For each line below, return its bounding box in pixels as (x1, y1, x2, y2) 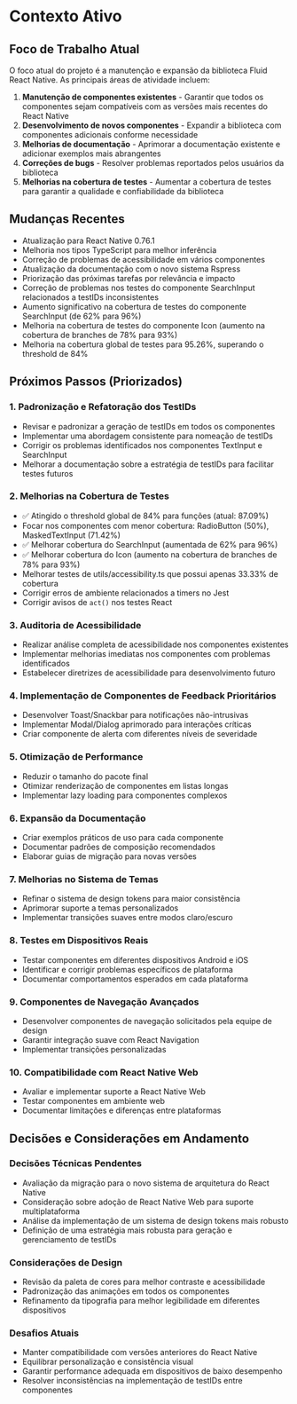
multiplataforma (21, 1205, 81, 1217)
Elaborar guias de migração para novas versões (21, 850, 197, 862)
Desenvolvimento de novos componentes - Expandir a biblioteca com (21, 120, 282, 130)
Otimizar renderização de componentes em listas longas (21, 780, 229, 791)
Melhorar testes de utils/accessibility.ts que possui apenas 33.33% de (21, 568, 279, 579)
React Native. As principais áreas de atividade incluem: (9, 75, 210, 85)
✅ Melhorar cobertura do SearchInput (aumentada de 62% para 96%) (21, 539, 278, 549)
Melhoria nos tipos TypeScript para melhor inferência (21, 244, 217, 255)
